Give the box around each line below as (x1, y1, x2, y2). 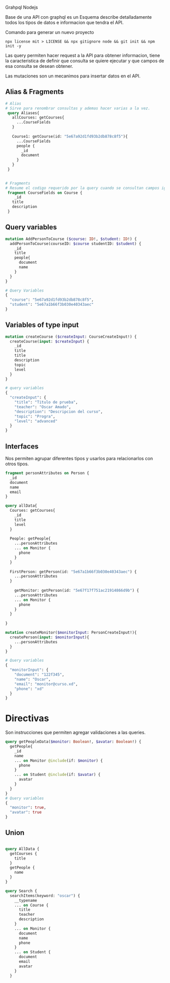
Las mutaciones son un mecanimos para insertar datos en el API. (5, 73, 141, 79)
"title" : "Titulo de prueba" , (14, 400, 78, 405)
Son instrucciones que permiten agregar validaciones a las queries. (5, 729, 146, 735)
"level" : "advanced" (14, 419, 58, 424)
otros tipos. (5, 461, 29, 467)
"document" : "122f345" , (14, 672, 65, 677)
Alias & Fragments (5, 88, 64, 96)
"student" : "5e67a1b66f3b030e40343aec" (10, 302, 94, 307)
